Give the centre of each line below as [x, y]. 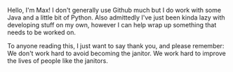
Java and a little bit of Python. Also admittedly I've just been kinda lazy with [116, 17]
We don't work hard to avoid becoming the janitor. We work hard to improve [117, 53]
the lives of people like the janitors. [58, 61]
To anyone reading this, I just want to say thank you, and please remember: [116, 46]
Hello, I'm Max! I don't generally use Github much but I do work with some [114, 10]
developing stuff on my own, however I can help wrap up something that [112, 25]
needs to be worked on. [41, 32]
